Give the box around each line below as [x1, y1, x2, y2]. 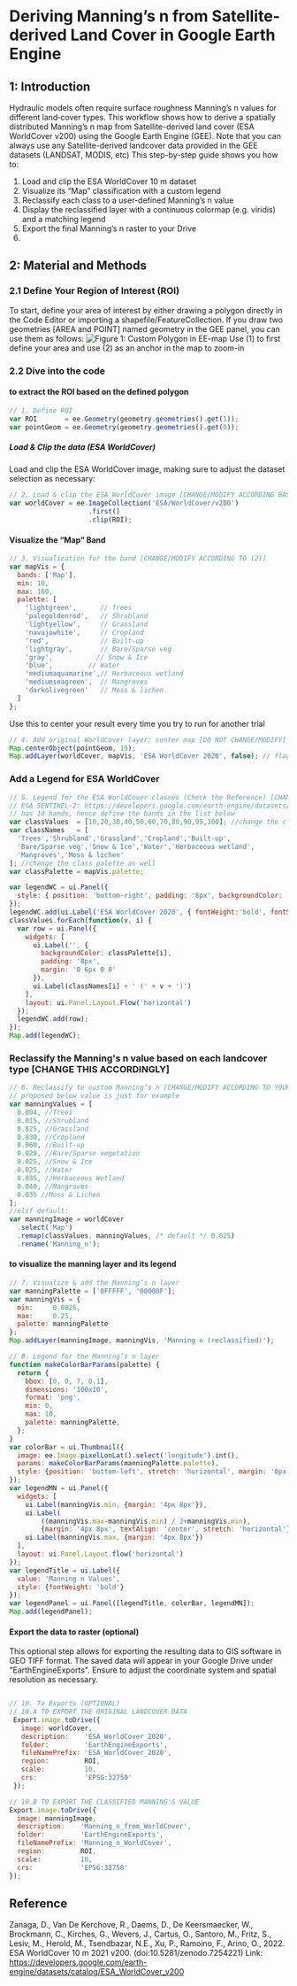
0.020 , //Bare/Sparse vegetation [17, 1149, 141, 1158]
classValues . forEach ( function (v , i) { [9, 916, 152, 924]
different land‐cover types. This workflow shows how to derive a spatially [9, 112, 277, 122]
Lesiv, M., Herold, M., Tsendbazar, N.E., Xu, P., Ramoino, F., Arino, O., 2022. [9, 1938, 286, 1949]
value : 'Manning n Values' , [17, 1574, 121, 1583]
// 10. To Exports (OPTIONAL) [9, 1699, 121, 1708]
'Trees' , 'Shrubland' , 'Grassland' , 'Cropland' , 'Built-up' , [17, 834, 232, 843]
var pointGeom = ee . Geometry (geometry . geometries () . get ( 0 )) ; [9, 422, 240, 431]
